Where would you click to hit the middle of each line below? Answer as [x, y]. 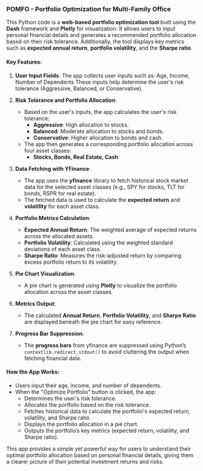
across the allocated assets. [59, 236]
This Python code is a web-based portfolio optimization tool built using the [101, 22]
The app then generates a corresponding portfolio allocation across [108, 144]
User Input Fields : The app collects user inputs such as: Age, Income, [102, 75]
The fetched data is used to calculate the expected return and [102, 199]
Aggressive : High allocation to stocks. [81, 125]
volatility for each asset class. [62, 206]
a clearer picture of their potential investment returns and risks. [85, 461]
